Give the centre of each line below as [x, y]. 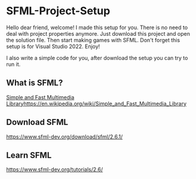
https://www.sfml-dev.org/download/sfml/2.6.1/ [65, 136]
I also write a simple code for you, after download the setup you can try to [97, 58]
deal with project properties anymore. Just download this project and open [98, 33]
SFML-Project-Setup [58, 11]
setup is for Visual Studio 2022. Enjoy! [53, 46]
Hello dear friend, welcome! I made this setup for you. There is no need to [97, 27]
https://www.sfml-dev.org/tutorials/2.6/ [55, 169]
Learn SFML [29, 155]
